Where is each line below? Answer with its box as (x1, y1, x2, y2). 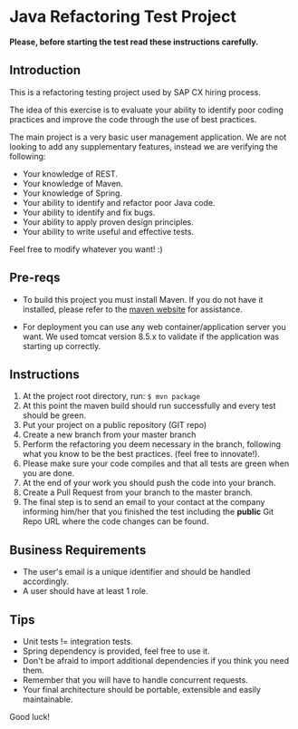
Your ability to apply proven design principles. (22, 216, 195, 228)
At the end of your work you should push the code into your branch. (22, 478, 276, 489)
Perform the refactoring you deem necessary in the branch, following (22, 439, 281, 450)
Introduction (9, 63, 82, 78)
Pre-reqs (9, 270, 61, 286)
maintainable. (22, 694, 73, 705)
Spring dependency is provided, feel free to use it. (22, 646, 210, 656)
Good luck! (9, 712, 51, 722)
